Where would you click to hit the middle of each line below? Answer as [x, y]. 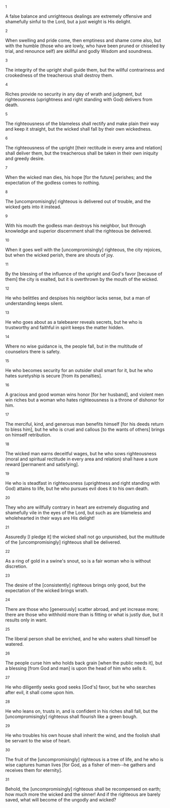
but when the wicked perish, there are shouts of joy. [60, 255]
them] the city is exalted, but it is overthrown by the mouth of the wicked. [82, 279]
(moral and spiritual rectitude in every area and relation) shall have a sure [82, 459]
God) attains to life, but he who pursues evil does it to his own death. [77, 488]
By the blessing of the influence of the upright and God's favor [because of [84, 274]
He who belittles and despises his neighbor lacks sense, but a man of [78, 298]
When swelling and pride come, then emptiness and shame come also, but [83, 40]
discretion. [16, 566]
